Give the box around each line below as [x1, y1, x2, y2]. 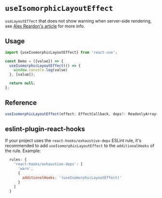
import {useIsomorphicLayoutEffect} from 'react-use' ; [5, 50, 118, 55]
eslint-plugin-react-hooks [5, 125, 85, 133]
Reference [5, 99, 37, 107]
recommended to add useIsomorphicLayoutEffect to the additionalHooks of [5, 143, 155, 149]
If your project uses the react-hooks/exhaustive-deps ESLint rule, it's [5, 138, 141, 143]
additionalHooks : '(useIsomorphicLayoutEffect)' [22, 175, 122, 180]
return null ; [9, 81, 36, 86]
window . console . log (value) [13, 68, 68, 72]
